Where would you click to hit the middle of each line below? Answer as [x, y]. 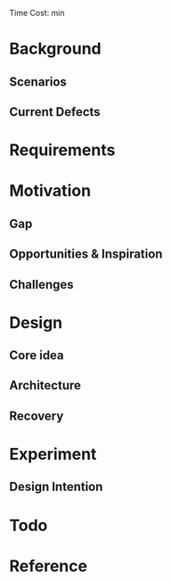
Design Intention [56, 487]
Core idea [37, 356]
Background [55, 49]
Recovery [37, 416]
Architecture [45, 385]
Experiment [53, 454]
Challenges [41, 284]
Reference [48, 566]
